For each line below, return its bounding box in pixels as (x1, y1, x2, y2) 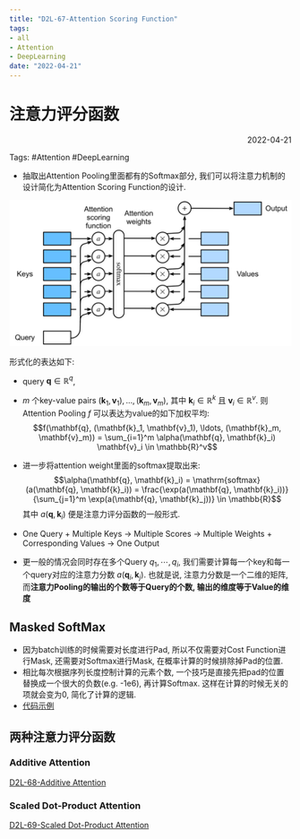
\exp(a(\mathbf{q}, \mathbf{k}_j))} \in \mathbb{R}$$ (88, 493, 282, 504)
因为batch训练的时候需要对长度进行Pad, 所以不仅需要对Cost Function (21, 644, 279, 655)
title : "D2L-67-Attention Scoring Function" (9, 14, 178, 23)
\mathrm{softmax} (192, 474, 261, 485)
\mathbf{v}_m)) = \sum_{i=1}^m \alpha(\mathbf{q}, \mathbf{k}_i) (39, 431, 276, 443)
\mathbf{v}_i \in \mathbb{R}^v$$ (97, 441, 218, 452)
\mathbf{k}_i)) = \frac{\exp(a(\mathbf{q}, (80, 484, 232, 495)
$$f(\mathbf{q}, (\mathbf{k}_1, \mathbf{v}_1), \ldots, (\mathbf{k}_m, (32, 422, 282, 433)
